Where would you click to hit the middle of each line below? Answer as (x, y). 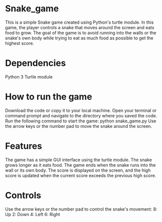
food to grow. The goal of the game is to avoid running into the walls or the (81, 33)
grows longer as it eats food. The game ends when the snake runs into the (81, 165)
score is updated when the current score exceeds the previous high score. (81, 175)
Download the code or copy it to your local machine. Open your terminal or (81, 110)
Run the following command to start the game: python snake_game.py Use (81, 121)
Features (24, 146)
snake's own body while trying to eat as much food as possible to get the (79, 38)
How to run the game (49, 97)
